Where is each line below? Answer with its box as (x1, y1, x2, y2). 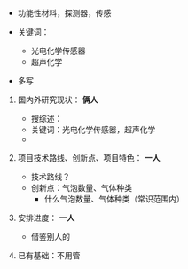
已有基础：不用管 (17, 250, 81, 260)
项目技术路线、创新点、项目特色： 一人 (17, 153, 161, 162)
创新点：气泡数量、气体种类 (30, 183, 133, 193)
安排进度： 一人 (17, 212, 75, 223)
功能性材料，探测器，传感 (17, 8, 112, 18)
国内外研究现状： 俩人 (17, 94, 98, 105)
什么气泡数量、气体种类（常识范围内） (43, 194, 184, 204)
